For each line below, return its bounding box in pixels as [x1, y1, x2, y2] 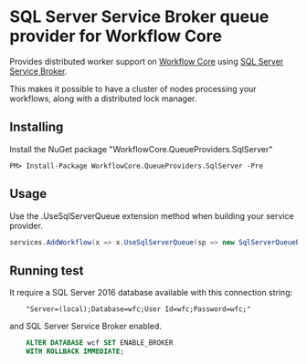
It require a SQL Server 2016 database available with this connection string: [9, 287, 293, 298]
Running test [9, 263, 84, 278]
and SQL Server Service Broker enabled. [9, 321, 163, 332]
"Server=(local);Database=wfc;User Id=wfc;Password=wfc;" [26, 305, 251, 314]
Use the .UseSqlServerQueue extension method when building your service [9, 210, 294, 221]
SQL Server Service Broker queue [9, 6, 270, 27]
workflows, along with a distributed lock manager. [9, 93, 197, 104]
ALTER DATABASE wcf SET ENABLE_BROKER [26, 338, 174, 348]
